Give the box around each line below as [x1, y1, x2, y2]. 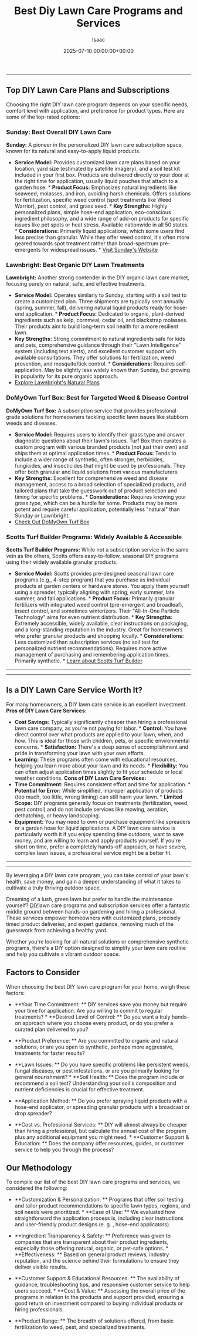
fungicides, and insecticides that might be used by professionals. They [14, 462, 186, 469]
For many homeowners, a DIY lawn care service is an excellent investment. [6, 701, 187, 708]
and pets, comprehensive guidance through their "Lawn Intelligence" [14, 341, 181, 349]
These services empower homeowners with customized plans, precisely [6, 914, 181, 921]
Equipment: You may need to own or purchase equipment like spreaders [14, 818, 191, 825]
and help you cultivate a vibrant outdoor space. [6, 951, 120, 958]
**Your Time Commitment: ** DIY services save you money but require [14, 1000, 188, 1007]
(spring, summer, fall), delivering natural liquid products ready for [14, 304, 172, 312]
